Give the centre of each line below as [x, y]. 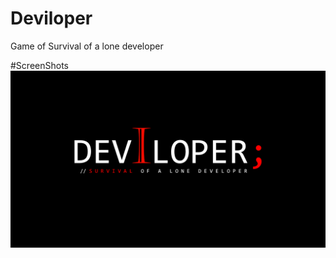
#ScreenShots [39, 65]
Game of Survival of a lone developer [87, 46]
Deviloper [51, 18]
